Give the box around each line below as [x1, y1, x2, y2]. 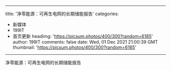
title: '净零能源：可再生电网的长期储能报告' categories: [5, 11, 119, 17]
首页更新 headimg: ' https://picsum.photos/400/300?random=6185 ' [12, 33, 153, 39]
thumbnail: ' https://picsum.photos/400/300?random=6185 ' [12, 44, 136, 50]
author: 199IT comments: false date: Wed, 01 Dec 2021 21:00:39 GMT [12, 39, 158, 45]
